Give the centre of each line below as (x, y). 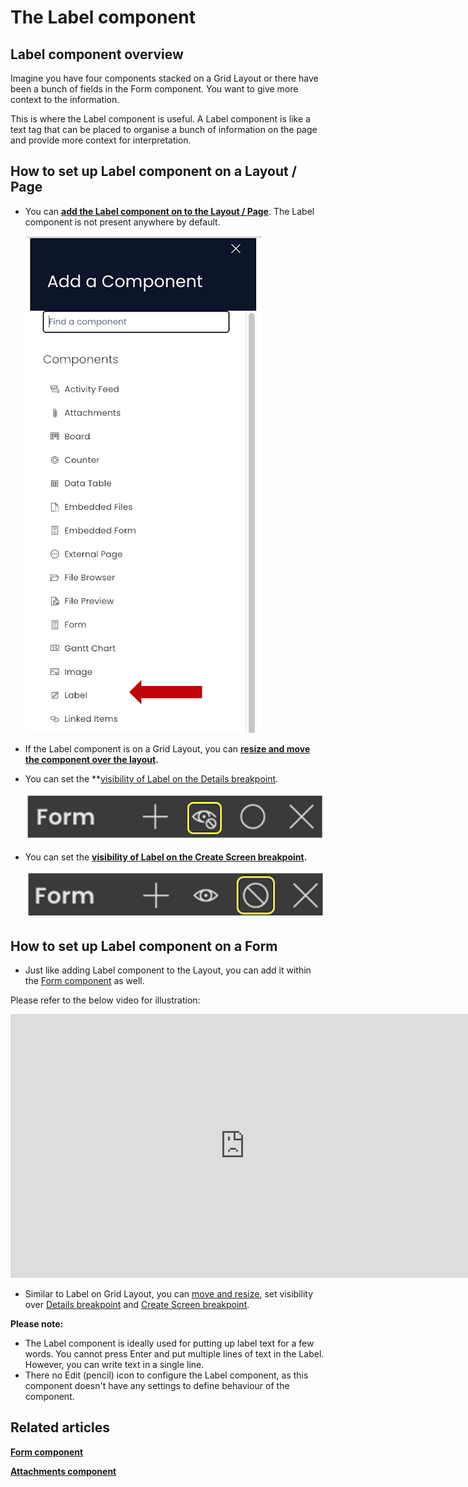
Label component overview (97, 54)
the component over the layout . (91, 759)
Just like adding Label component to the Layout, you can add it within (168, 970)
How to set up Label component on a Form (144, 946)
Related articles (60, 1427)
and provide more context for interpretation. (101, 140)
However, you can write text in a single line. (114, 1364)
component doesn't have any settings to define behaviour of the (157, 1385)
